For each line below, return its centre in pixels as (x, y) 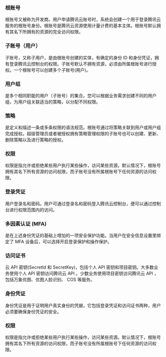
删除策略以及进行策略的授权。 (35, 140)
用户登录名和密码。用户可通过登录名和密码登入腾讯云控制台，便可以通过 (79, 203)
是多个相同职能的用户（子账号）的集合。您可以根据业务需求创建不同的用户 (81, 95)
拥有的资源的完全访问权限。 (55, 32)
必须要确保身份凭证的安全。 (33, 312)
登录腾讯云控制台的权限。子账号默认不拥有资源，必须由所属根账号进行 (81, 64)
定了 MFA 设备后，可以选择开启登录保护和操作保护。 (59, 242)
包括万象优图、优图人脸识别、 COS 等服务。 (50, 279)
